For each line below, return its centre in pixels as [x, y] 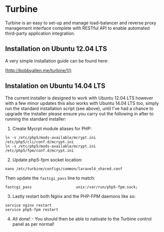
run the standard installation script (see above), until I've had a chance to [80, 108]
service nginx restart [28, 205]
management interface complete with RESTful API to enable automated [77, 28]
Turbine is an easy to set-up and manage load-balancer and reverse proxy [81, 23]
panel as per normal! [33, 224]
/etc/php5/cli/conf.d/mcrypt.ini [40, 142]
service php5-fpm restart [32, 209]
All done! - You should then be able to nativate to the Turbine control [82, 219]
